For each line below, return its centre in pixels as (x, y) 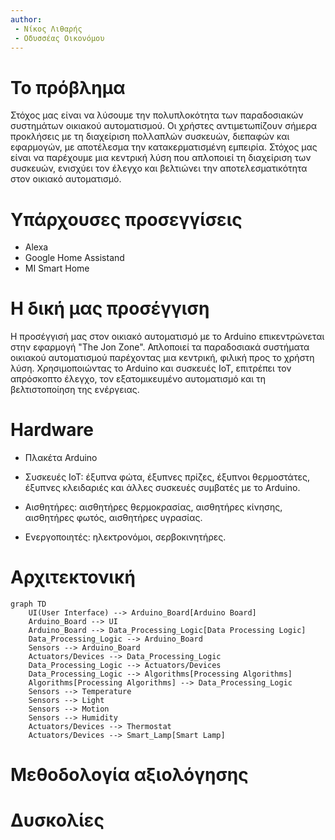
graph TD (28, 604)
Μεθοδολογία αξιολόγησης (129, 775)
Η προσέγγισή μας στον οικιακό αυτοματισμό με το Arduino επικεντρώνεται (167, 337)
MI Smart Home (57, 268)
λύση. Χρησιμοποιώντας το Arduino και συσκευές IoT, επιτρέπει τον (151, 368)
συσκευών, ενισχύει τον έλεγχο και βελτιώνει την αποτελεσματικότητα (159, 168)
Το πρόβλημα (68, 87)
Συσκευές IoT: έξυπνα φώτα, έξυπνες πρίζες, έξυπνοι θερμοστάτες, (167, 477)
